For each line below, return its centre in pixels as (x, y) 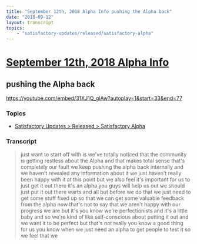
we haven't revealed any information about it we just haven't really (101, 173)
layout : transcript (30, 22)
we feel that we (39, 235)
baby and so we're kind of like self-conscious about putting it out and (105, 217)
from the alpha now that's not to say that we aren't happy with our (100, 204)
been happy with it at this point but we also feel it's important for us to (105, 179)
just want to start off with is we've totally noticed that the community (103, 154)
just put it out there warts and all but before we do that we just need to (106, 192)
